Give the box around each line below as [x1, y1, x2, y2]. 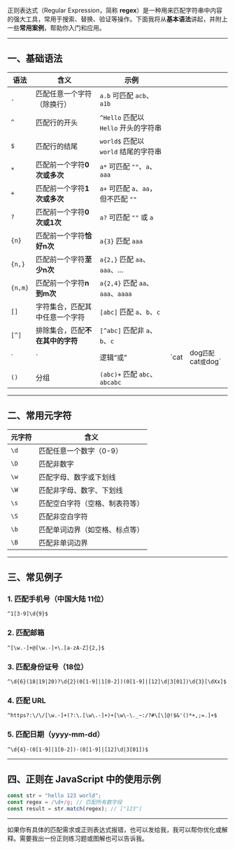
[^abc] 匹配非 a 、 [99, 325, 157, 335]
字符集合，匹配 [35, 301, 85, 311]
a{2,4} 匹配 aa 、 [99, 278, 154, 287]
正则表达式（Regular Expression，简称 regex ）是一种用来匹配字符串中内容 [7, 6, 222, 14]
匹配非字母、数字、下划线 [38, 485, 124, 495]
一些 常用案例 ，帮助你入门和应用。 [7, 24, 106, 32]
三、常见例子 [7, 571, 63, 583]
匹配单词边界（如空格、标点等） [38, 524, 145, 534]
